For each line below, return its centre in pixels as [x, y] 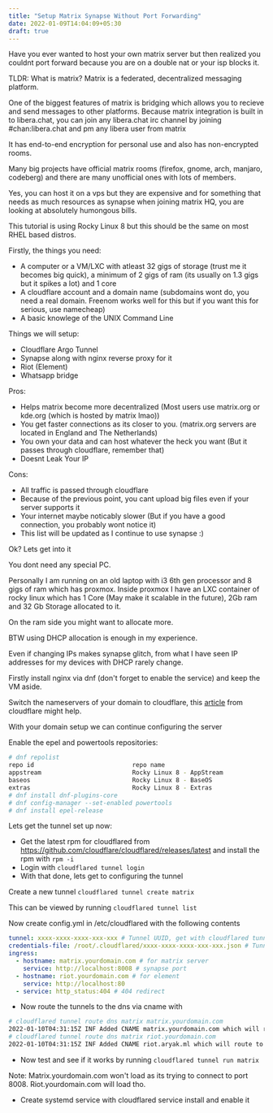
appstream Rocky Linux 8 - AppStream [116, 773]
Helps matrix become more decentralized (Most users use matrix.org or [140, 407]
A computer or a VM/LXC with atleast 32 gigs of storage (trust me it [133, 266]
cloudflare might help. [45, 711]
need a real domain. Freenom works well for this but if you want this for [139, 301]
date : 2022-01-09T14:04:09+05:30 [65, 24]
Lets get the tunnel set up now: [60, 826]
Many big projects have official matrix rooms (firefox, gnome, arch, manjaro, [135, 169]
